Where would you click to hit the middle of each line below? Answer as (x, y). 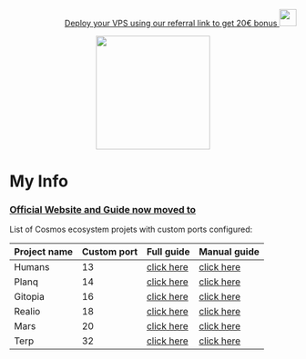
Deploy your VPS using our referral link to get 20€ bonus (171, 23)
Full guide (168, 252)
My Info (39, 181)
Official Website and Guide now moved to (103, 210)
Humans (32, 267)
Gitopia (30, 297)
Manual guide (229, 252)
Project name (44, 252)
